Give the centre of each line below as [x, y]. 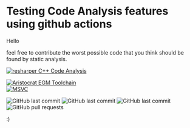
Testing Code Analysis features [87, 11]
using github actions [59, 24]
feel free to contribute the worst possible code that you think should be [95, 52]
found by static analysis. [37, 59]
